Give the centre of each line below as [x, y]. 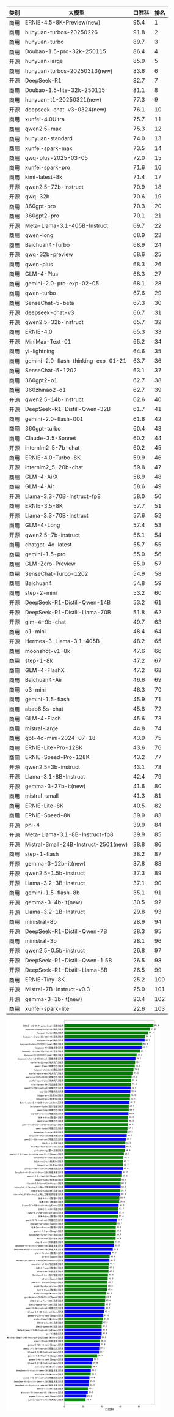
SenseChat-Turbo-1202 [57, 573]
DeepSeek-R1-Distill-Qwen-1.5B [69, 960]
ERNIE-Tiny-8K [45, 980]
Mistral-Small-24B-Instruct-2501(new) [77, 844]
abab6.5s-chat [45, 709]
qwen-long [39, 235]
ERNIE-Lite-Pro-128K [54, 747]
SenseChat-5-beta [50, 303]
